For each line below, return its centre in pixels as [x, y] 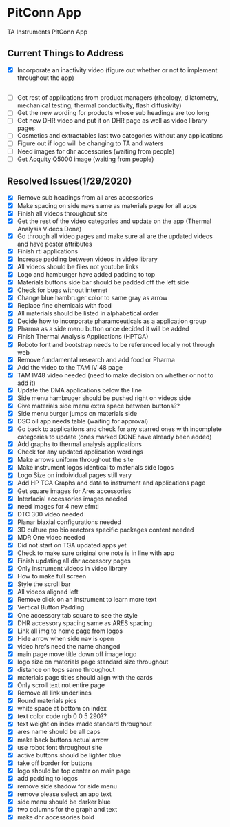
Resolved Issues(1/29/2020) [70, 181]
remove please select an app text [64, 794]
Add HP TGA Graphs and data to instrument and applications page [111, 483]
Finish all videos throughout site [62, 213]
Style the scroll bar [44, 584]
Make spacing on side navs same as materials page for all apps [107, 205]
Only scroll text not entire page [61, 685]
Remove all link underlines [54, 693]
